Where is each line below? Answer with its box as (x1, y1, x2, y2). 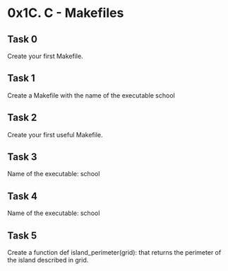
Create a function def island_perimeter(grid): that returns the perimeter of (7, 248, 222, 257)
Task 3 (7, 151, 37, 163)
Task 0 (7, 33, 37, 45)
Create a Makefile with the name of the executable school (7, 91, 175, 100)
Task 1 (7, 72, 35, 84)
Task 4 (7, 190, 37, 202)
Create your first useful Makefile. (7, 130, 104, 139)
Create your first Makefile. (7, 52, 83, 60)
